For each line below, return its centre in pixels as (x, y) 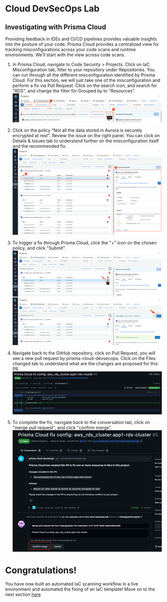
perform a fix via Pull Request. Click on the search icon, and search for (85, 86)
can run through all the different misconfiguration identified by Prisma (84, 75)
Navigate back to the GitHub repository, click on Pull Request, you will (84, 353)
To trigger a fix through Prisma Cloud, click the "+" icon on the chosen (84, 243)
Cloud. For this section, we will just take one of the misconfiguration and (86, 80)
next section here (23, 595)
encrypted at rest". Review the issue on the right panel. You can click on (86, 136)
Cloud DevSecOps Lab (52, 9)
